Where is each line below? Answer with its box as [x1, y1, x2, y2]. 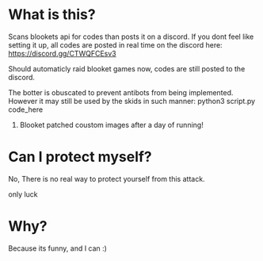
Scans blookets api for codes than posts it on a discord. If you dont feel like [8, 32, 254, 41]
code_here [8, 105, 44, 114]
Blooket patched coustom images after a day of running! [19, 120, 204, 129]
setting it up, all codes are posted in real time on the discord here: [8, 40, 223, 49]
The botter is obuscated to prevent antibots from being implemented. [8, 87, 234, 97]
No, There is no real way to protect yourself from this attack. [8, 174, 205, 183]
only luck [8, 189, 38, 199]
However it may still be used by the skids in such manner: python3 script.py [8, 96, 256, 106]
